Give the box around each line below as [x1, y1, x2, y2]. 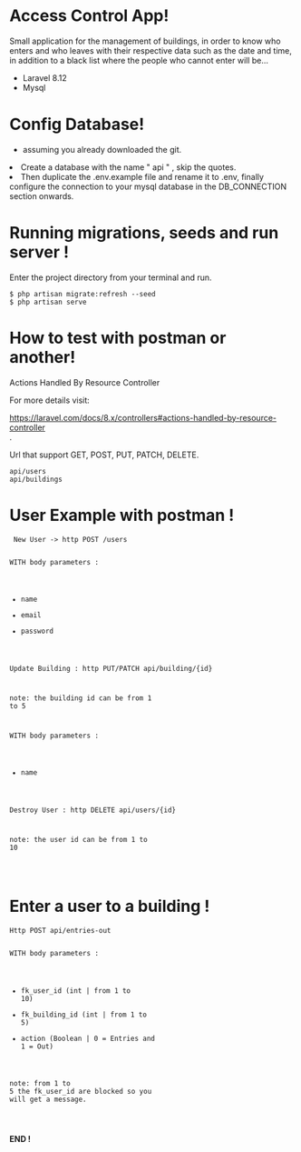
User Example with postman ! [9, 505, 235, 526]
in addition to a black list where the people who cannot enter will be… [9, 55, 269, 65]
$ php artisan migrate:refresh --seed [9, 289, 156, 298]
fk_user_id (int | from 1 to [21, 986, 131, 996]
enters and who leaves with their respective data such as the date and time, [9, 45, 292, 55]
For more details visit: [9, 395, 91, 406]
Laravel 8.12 [22, 72, 67, 83]
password [21, 626, 54, 636]
